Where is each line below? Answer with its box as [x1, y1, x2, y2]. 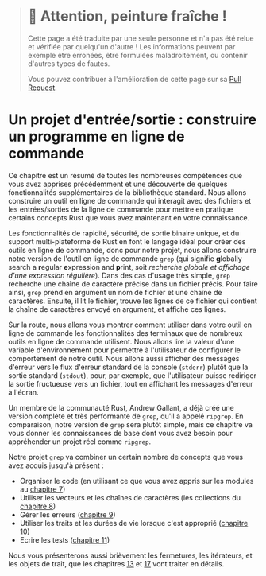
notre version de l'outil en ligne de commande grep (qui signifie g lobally [8, 254, 242, 263]
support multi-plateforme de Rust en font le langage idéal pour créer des [8, 236, 246, 246]
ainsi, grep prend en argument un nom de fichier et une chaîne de [8, 287, 222, 297]
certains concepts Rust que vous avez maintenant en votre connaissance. [8, 212, 250, 222]
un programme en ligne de [8, 127, 185, 146]
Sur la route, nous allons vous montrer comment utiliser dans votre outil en [8, 320, 253, 329]
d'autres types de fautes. [27, 59, 110, 68]
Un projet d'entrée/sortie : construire [8, 111, 256, 129]
